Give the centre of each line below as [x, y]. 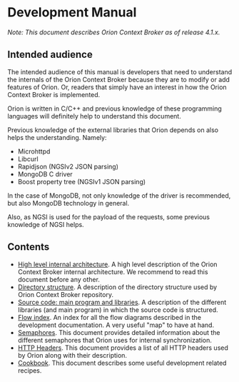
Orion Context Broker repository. [66, 294]
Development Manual [72, 12]
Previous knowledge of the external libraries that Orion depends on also [113, 130]
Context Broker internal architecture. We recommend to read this [113, 271]
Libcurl [28, 159]
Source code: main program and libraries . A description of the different [122, 302]
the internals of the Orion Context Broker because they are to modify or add [119, 79]
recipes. [30, 370]
